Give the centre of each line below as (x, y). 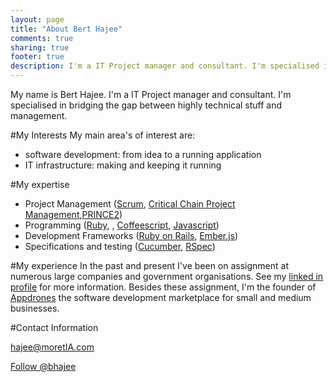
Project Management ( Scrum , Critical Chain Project (130, 204)
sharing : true (40, 47)
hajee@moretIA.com (52, 347)
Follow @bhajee (43, 366)
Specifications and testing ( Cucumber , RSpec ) (120, 246)
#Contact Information (54, 327)
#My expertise (40, 184)
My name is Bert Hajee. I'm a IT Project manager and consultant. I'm (151, 94)
